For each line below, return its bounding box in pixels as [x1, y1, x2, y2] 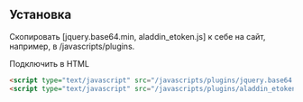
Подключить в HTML [9, 58, 90, 69]
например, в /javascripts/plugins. [9, 41, 135, 51]
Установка [9, 7, 72, 23]
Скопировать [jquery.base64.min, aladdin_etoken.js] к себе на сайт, [9, 31, 266, 42]
